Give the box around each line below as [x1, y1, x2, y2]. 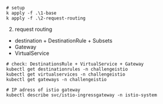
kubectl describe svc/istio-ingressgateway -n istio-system [6, 92, 158, 98]
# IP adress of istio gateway [6, 87, 81, 93]
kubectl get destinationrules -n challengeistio [6, 66, 128, 72]
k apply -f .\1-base [6, 10, 57, 16]
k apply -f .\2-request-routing [6, 15, 86, 21]
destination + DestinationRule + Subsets [14, 37, 113, 44]
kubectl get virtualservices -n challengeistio [6, 71, 126, 77]
